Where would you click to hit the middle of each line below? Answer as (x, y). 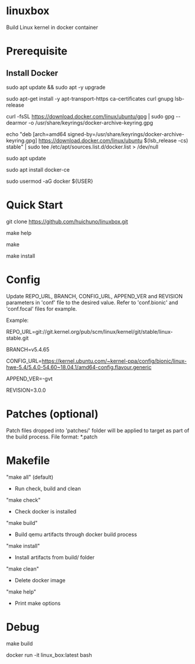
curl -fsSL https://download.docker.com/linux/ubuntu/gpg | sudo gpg (90, 116)
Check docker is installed (45, 511)
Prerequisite (37, 51)
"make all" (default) (30, 477)
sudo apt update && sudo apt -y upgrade (56, 87)
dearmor (17, 123)
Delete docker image (40, 580)
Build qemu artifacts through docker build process (76, 534)
